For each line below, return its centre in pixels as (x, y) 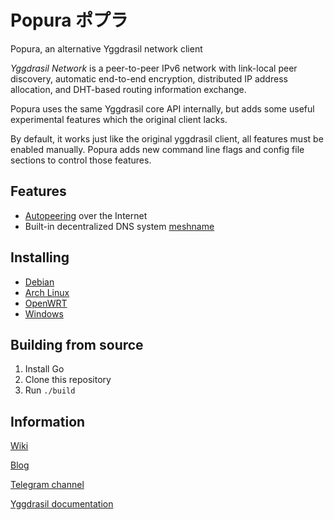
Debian (39, 282)
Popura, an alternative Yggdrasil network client (106, 48)
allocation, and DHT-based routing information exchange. (128, 89)
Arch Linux (47, 292)
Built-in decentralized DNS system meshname (119, 226)
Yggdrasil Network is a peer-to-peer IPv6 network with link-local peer (154, 68)
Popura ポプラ (69, 20)
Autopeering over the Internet (86, 215)
